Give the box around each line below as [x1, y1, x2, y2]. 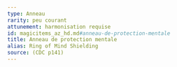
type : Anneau [7, 10, 45, 17]
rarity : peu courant [7, 17, 68, 24]
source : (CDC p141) [7, 50, 64, 57]
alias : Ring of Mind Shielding [7, 43, 99, 50]
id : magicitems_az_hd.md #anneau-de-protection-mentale [7, 29, 171, 37]
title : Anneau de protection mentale [7, 36, 118, 43]
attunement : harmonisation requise [7, 23, 111, 30]
